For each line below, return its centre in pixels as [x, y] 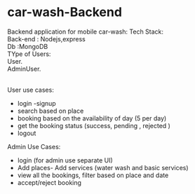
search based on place [51, 111]
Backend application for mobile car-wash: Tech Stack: [85, 32]
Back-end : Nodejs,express [46, 39]
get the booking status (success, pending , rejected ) [94, 125]
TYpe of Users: [29, 54]
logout [27, 133]
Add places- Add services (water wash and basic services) [103, 167]
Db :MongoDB [28, 46]
